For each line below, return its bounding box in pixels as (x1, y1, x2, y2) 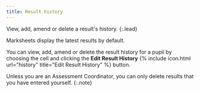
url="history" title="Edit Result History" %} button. (6, 61, 131, 68)
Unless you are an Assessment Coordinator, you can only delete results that (6, 72, 194, 79)
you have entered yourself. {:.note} (6, 79, 92, 86)
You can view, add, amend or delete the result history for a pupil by (6, 48, 172, 56)
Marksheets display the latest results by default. (6, 36, 125, 44)
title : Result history (6, 8, 63, 15)
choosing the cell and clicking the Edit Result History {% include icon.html (6, 54, 191, 62)
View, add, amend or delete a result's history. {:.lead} (6, 25, 138, 32)
